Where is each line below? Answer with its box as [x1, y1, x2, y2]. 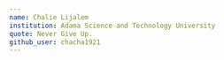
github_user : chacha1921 [9, 37, 101, 47]
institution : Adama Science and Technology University [9, 21, 216, 30]
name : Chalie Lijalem [9, 12, 89, 22]
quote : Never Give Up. [9, 29, 93, 38]
